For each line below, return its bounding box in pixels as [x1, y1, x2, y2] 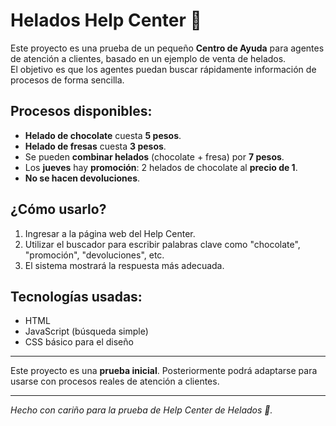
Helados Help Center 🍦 [10, 9, 202, 32]
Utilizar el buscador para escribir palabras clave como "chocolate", [24, 238, 301, 250]
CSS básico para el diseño [24, 336, 134, 348]
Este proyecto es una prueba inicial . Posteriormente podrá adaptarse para [10, 365, 318, 377]
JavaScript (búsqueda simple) [24, 325, 149, 338]
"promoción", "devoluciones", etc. [24, 249, 165, 261]
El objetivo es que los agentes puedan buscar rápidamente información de [10, 63, 317, 75]
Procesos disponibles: [10, 103, 153, 120]
